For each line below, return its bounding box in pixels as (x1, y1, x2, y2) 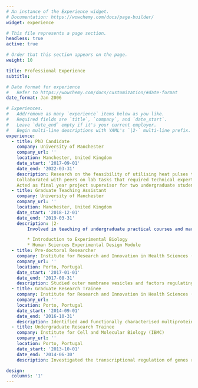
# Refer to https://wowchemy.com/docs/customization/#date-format (6, 89, 178, 95)
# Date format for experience (6, 84, 81, 90)
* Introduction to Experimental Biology (27, 237, 128, 243)
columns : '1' (11, 373, 44, 379)
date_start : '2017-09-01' (16, 160, 81, 166)
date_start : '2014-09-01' (16, 307, 81, 314)
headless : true (6, 36, 44, 42)
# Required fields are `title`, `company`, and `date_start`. (6, 117, 167, 122)
